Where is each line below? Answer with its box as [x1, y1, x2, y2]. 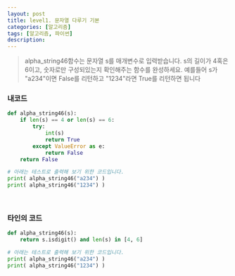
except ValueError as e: [32, 142, 106, 150]
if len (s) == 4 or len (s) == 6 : [20, 117, 115, 124]
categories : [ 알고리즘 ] [7, 23, 72, 30]
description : [7, 37, 46, 44]
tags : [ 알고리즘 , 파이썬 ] [7, 30, 73, 37]
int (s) [44, 130, 65, 137]
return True [44, 136, 80, 143]
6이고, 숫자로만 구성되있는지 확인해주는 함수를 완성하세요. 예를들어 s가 [24, 65, 218, 74]
